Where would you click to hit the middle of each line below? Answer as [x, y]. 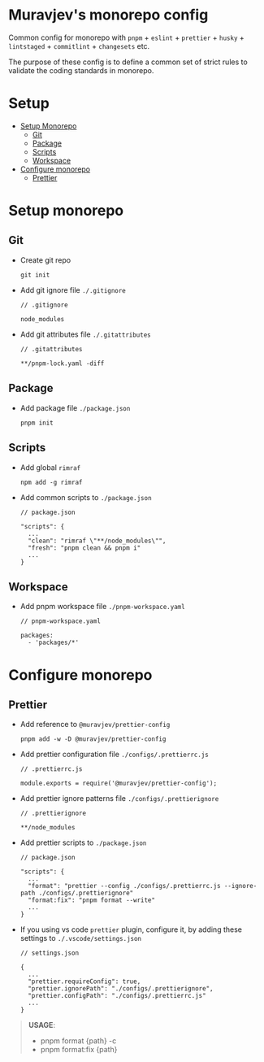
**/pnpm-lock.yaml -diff [62, 363]
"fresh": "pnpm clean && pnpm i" [84, 548]
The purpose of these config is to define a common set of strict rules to [128, 62]
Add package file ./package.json [75, 407]
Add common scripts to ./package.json [86, 497]
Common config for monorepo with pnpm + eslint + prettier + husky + [127, 37]
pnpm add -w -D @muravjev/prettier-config [93, 739]
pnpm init [37, 423]
